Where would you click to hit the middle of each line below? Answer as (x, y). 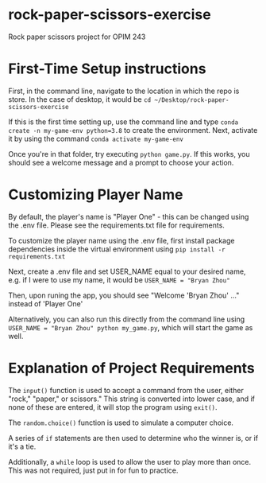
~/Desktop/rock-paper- (192, 100)
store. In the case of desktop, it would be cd (80, 99)
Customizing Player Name (96, 195)
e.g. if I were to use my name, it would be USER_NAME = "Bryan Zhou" (119, 279)
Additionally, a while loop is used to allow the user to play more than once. (130, 462)
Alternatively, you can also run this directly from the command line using (127, 319)
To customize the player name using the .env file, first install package (121, 240)
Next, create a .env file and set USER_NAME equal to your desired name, (127, 271)
